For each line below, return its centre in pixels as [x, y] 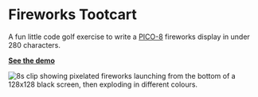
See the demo [32, 60]
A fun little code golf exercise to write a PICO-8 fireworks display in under [129, 37]
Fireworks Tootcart [73, 15]
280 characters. [35, 45]
